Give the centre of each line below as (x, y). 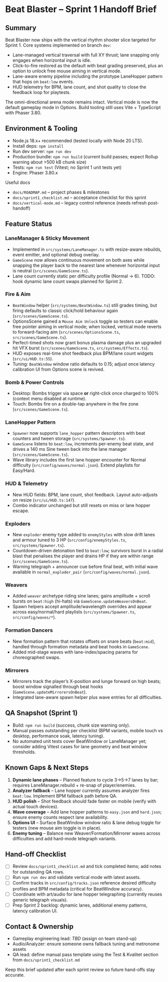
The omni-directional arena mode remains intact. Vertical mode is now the (82, 102)
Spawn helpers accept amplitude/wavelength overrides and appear (82, 607)
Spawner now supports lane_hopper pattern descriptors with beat (79, 433)
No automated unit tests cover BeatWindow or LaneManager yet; (79, 741)
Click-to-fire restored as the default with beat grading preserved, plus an (88, 66)
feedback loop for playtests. (42, 92)
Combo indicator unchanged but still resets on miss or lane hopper (81, 505)
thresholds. (24, 752)
